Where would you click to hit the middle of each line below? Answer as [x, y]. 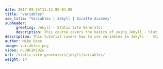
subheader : [16, 23]
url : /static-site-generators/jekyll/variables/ [55, 55]
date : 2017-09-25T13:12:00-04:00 [39, 9]
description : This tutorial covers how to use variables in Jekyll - [77, 37]
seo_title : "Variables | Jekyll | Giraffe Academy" [58, 18]
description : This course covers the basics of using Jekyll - [81, 32]
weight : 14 [16, 59]
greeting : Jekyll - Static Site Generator [59, 28]
